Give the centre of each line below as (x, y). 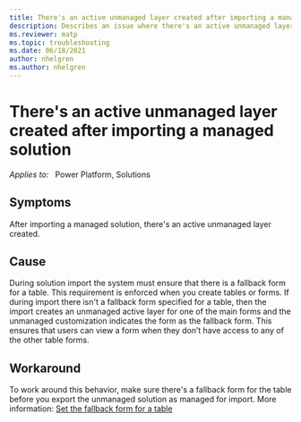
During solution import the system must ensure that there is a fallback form (148, 283)
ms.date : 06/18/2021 (48, 51)
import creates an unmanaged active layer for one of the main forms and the (150, 312)
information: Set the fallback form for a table (91, 409)
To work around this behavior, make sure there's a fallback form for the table (150, 390)
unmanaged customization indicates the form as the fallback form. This (141, 321)
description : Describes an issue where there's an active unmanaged (140, 26)
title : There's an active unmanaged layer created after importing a (142, 17)
